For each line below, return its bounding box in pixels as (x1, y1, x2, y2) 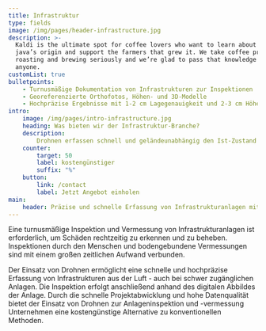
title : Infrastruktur (8, 11, 80, 20)
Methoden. (8, 316, 44, 325)
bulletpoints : (8, 78, 55, 86)
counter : (22, 144, 51, 152)
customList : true (8, 70, 66, 78)
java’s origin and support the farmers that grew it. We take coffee (15, 48, 249, 56)
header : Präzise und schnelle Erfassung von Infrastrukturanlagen (22, 203, 246, 211)
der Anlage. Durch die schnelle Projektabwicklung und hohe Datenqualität (8, 291, 249, 300)
